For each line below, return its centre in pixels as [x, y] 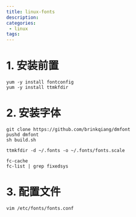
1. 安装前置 [32, 66]
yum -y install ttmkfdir [37, 88]
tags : [13, 34]
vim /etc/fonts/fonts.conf [40, 208]
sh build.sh [21, 140]
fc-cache [17, 161]
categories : [21, 23]
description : [23, 17]
